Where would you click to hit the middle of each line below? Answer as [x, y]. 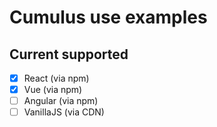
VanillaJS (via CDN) [64, 112]
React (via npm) [56, 78]
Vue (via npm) [53, 90]
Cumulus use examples [108, 17]
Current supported [69, 54]
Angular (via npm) [61, 101]
